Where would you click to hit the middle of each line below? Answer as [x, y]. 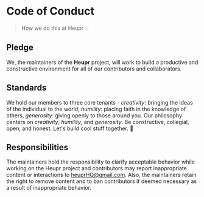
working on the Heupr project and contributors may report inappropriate [97, 168]
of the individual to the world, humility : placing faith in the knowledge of [96, 109]
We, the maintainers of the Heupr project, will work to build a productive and [102, 62]
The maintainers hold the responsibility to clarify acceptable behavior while [100, 162]
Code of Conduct [50, 11]
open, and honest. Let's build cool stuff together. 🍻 [70, 128]
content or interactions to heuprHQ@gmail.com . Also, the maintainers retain [101, 175]
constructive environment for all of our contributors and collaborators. [94, 69]
